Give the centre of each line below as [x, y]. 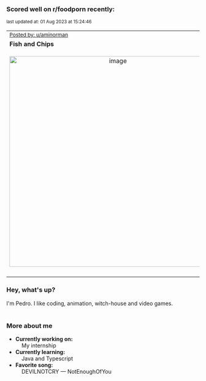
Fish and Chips [32, 44]
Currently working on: [44, 339]
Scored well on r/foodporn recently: [61, 9]
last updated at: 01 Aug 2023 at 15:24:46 [49, 22]
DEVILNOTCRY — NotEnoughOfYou [67, 371]
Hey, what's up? [31, 290]
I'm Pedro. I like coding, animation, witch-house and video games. [90, 303]
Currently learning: [40, 352]
